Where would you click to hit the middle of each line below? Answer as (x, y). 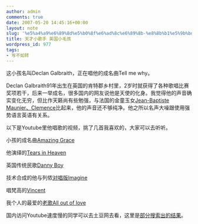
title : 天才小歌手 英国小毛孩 (39, 39)
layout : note (22, 28)
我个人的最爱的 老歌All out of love (46, 202)
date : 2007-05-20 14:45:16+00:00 (47, 22)
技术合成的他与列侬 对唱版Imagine (47, 177)
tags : (13, 50)
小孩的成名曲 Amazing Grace (40, 140)
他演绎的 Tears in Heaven (36, 152)
